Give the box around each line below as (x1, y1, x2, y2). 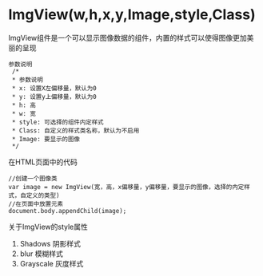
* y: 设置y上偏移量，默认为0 (11, 93, 98, 101)
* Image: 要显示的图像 (11, 135, 80, 143)
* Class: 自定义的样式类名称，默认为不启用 (11, 126, 140, 135)
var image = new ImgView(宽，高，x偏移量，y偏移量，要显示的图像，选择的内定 (8, 183, 245, 191)
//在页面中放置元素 (8, 199, 64, 208)
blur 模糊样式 (19, 249, 64, 258)
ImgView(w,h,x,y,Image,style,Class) (8, 6, 256, 24)
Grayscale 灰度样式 (19, 258, 84, 268)
